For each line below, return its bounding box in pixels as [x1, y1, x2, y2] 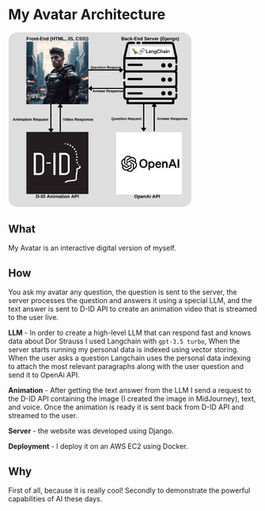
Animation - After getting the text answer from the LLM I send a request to [8, 386, 252, 395]
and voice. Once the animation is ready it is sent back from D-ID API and [8, 402, 244, 412]
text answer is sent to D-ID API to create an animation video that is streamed [8, 304, 257, 314]
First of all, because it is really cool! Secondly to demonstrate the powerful [8, 486, 251, 495]
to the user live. [8, 313, 59, 322]
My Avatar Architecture [8, 6, 166, 24]
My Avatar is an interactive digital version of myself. [8, 244, 176, 253]
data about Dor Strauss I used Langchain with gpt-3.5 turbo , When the [8, 336, 240, 346]
